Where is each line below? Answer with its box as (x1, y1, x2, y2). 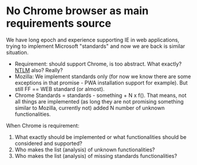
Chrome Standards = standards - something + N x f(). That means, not (14, 92, 187, 99)
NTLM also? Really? (14, 66, 63, 73)
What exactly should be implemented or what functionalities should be (14, 133, 187, 140)
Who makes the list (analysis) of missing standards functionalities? (14, 152, 177, 159)
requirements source (6, 17, 111, 30)
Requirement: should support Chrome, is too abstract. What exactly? (14, 60, 182, 67)
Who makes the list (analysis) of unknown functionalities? (14, 146, 155, 153)
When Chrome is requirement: (6, 122, 80, 129)
